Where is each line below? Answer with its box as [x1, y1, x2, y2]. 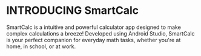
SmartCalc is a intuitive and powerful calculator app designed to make [6, 23, 182, 31]
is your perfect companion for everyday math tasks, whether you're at [6, 36, 181, 43]
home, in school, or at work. [6, 43, 76, 50]
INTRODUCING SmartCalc [6, 4, 139, 17]
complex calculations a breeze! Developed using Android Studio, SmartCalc [6, 30, 195, 37]
